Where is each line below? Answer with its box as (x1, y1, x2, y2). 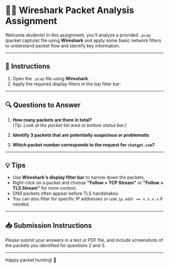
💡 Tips (5, 161, 26, 170)
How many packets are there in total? (12, 117, 92, 123)
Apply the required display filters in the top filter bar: (12, 81, 121, 87)
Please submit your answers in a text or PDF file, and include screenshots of (5, 237, 163, 243)
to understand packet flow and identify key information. (5, 42, 120, 48)
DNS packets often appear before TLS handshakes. (12, 190, 119, 196)
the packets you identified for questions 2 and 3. (5, 242, 106, 249)
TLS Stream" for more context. (12, 185, 77, 191)
